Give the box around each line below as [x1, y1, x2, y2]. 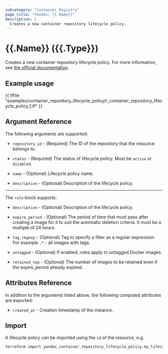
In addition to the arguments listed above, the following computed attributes [5, 292, 161, 298]
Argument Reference [5, 117, 72, 126]
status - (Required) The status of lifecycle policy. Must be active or [12, 155, 152, 161]
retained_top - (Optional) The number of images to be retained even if [12, 258, 157, 265]
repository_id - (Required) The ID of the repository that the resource [12, 140, 155, 146]
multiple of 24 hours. [12, 224, 56, 230]
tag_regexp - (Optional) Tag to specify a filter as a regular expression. [12, 234, 156, 240]
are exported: [5, 297, 33, 303]
